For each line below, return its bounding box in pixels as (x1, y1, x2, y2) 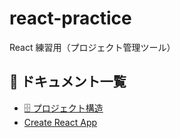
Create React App (23, 116, 98, 128)
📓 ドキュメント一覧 (9, 73, 127, 91)
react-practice (9, 7, 132, 30)
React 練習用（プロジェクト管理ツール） (9, 41, 176, 53)
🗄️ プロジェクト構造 (23, 102, 104, 114)
